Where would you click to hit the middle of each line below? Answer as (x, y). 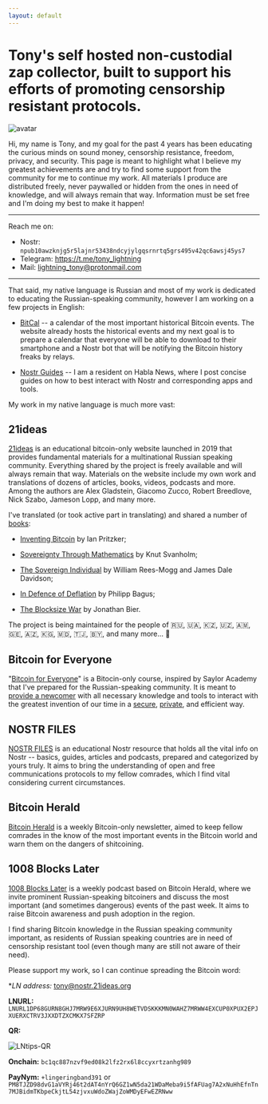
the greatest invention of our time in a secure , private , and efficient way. (126, 705)
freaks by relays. (47, 356)
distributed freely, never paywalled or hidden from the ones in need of (124, 186)
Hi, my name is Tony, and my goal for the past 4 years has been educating (130, 144)
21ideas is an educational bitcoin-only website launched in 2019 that (120, 449)
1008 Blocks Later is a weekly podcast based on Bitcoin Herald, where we (130, 888)
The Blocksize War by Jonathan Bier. (80, 610)
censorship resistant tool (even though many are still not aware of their (124, 946)
